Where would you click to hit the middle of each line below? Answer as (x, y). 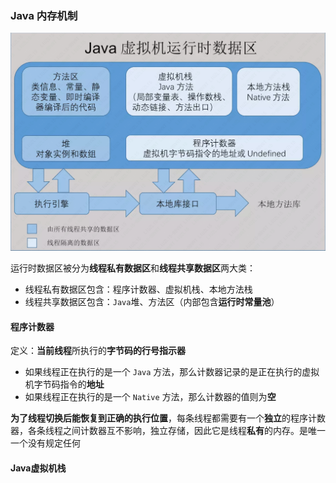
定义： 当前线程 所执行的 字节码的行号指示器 (98, 351)
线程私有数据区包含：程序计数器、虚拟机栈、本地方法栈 (138, 289)
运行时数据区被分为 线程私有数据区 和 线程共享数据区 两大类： (133, 268)
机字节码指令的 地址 (64, 384)
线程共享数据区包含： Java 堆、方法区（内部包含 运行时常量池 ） (152, 302)
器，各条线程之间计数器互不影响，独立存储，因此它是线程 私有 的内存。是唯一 (168, 431)
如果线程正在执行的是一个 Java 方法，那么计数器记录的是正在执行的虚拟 (172, 372)
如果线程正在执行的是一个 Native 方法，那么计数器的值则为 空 (150, 397)
